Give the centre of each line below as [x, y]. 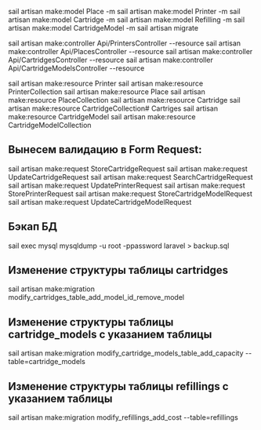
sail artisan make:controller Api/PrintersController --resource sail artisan [125, 43]
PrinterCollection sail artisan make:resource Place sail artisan [107, 92]
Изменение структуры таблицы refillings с [118, 386]
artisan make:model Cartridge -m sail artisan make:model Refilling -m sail [127, 20]
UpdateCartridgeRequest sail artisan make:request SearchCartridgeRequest [130, 177]
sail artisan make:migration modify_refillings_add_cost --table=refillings [123, 417]
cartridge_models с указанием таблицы [110, 334]
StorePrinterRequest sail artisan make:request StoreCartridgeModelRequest [130, 193]
